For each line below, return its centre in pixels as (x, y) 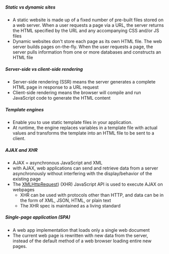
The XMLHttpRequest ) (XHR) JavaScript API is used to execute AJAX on (88, 184)
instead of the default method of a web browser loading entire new (82, 241)
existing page (27, 179)
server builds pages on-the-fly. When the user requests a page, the (83, 47)
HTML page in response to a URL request (55, 87)
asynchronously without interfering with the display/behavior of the (82, 173)
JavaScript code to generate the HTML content (62, 98)
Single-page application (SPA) (38, 217)
